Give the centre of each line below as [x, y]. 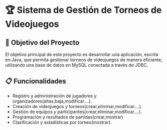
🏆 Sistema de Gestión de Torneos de [83, 10]
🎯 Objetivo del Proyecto [42, 43]
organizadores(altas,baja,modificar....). [52, 101]
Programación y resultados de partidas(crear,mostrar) [68, 117]
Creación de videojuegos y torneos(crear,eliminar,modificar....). [77, 106]
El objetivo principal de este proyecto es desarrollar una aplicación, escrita [82, 54]
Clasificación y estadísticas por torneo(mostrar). [62, 122]
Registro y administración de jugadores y [54, 96]
